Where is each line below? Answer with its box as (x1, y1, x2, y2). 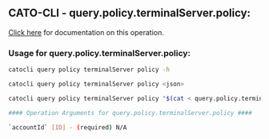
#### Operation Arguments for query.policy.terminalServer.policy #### (8, 109, 252, 117)
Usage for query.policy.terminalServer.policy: (8, 47, 191, 58)
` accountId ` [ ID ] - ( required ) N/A (8, 123, 127, 131)
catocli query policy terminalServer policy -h (8, 66, 171, 74)
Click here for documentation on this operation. (8, 27, 164, 37)
